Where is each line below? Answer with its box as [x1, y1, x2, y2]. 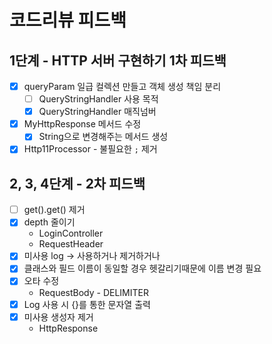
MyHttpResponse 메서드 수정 [23, 118, 142, 130]
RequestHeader [38, 238, 104, 250]
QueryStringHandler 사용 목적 [38, 93, 159, 105]
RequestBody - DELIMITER [38, 286, 149, 298]
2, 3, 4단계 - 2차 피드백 [9, 175, 146, 192]
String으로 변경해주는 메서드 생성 [38, 131, 169, 143]
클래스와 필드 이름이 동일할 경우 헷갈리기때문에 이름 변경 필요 [23, 262, 262, 275]
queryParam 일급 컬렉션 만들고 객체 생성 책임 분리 [23, 81, 222, 92]
